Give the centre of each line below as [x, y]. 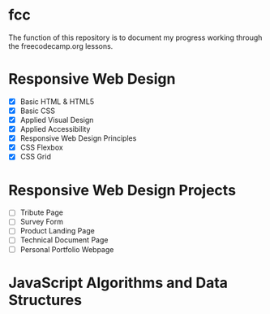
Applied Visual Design [57, 120]
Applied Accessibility [55, 129]
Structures [45, 300]
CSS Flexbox [41, 147]
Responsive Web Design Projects [122, 190]
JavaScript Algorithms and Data [118, 283]
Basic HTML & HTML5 [57, 101]
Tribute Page [41, 212]
